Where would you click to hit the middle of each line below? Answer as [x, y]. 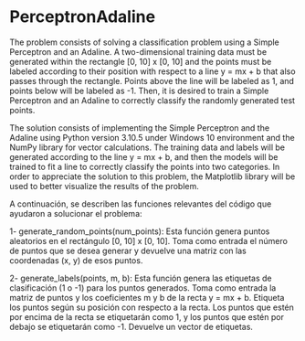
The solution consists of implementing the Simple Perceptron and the [140, 128]
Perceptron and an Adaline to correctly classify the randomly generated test [152, 100]
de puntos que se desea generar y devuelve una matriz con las [128, 250]
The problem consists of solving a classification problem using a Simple [145, 42]
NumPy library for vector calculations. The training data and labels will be [147, 147]
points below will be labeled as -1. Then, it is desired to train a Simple [139, 91]
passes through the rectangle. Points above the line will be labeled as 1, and [152, 80]
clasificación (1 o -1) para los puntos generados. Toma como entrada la [143, 288]
